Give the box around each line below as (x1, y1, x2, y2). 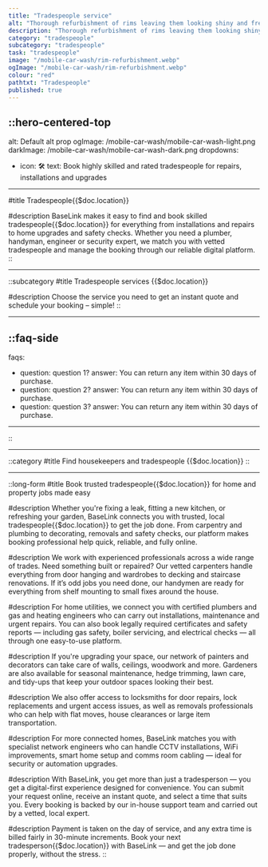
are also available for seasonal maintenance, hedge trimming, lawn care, (8, 669, 246, 678)
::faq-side (8, 331, 59, 344)
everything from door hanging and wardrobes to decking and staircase (8, 570, 241, 579)
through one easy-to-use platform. (8, 636, 122, 646)
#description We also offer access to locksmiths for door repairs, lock (8, 693, 238, 702)
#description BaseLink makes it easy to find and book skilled (8, 211, 207, 221)
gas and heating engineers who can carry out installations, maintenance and (8, 610, 260, 620)
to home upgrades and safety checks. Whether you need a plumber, (8, 229, 233, 238)
